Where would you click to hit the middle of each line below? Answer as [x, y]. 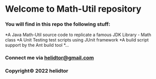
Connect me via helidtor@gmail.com [50, 58]
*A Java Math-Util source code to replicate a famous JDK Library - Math [78, 35]
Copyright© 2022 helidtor [37, 71]
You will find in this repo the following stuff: [58, 24]
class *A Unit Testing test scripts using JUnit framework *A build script [77, 40]
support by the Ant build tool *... [37, 45]
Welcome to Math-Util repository [73, 9]
